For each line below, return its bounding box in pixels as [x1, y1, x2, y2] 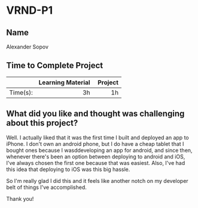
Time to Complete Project [6, 60, 103, 71]
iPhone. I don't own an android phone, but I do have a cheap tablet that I [6, 140, 184, 147]
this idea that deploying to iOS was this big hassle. [6, 166, 130, 173]
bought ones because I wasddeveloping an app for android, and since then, [6, 146, 193, 154]
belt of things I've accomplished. [6, 183, 87, 191]
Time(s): [9, 88, 33, 96]
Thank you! [6, 195, 34, 202]
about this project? [6, 118, 78, 129]
